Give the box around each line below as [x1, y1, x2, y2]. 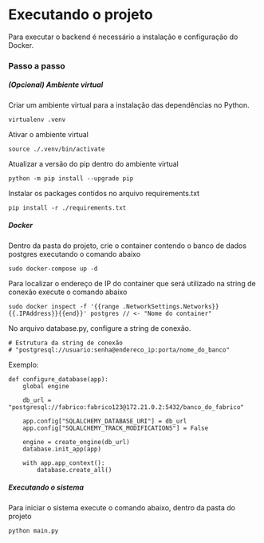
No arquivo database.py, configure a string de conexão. [8, 323, 191, 332]
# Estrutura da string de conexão [8, 339, 124, 347]
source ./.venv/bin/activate [8, 145, 105, 153]
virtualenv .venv [8, 116, 66, 124]
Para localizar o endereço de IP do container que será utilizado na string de [8, 278, 257, 288]
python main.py [8, 526, 59, 535]
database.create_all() [37, 466, 112, 474]
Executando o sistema [8, 482, 85, 492]
